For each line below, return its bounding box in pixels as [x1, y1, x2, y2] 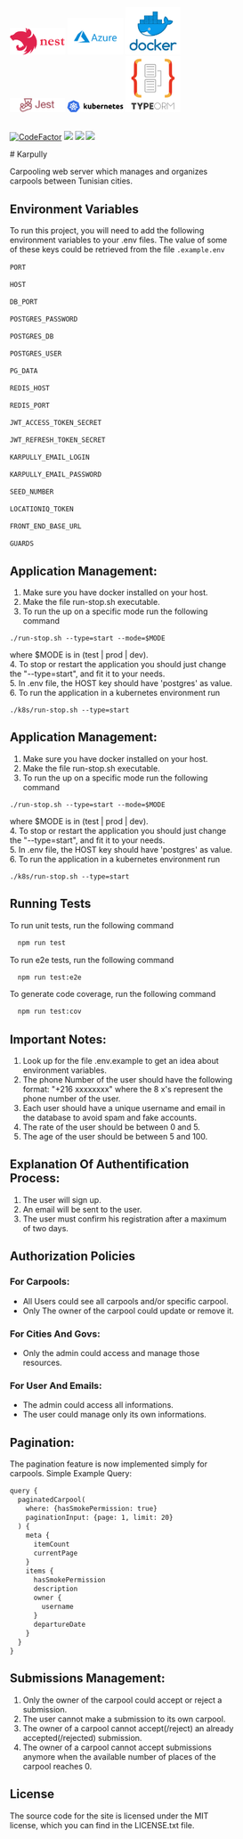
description [33, 1584, 78, 1593]
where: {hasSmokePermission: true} [25, 1504, 158, 1513]
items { [25, 1566, 54, 1575]
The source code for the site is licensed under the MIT [9, 1810, 209, 1821]
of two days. [22, 1222, 69, 1233]
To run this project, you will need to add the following [9, 225, 205, 236]
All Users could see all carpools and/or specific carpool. [22, 1295, 229, 1306]
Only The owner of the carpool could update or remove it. [22, 1305, 235, 1316]
